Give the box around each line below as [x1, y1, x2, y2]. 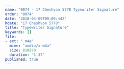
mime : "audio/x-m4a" [9, 43, 51, 48]
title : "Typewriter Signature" [5, 25, 69, 30]
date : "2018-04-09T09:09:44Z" [5, 16, 67, 21]
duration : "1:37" [9, 52, 45, 57]
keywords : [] [5, 30, 32, 34]
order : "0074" [5, 12, 34, 17]
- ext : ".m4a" [5, 39, 34, 44]
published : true [5, 57, 38, 62]
